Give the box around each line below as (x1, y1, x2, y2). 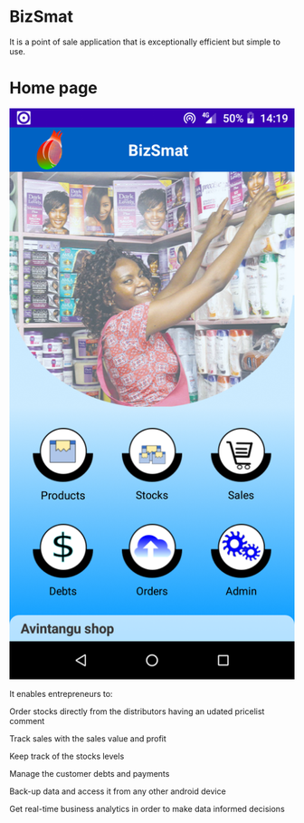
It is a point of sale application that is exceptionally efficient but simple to (9, 36, 280, 47)
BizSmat (9, 6, 74, 27)
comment (9, 715, 45, 726)
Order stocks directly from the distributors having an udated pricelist (9, 705, 265, 717)
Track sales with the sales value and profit (9, 732, 167, 744)
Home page (9, 78, 98, 99)
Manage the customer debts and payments (9, 768, 170, 779)
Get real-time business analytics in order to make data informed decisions (9, 803, 285, 814)
